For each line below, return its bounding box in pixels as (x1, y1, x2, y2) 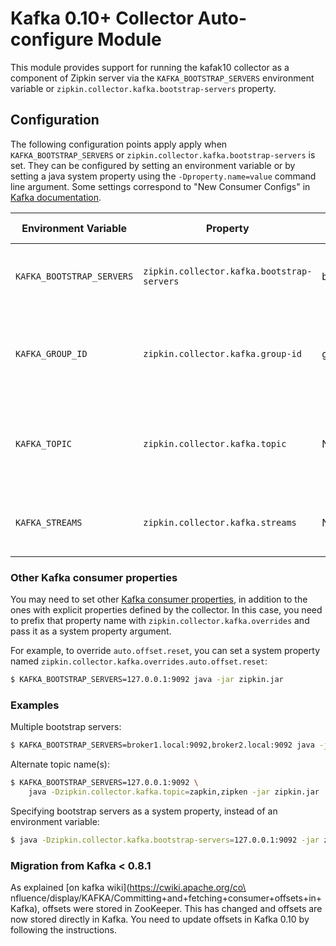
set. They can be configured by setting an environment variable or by (10, 159, 296, 171)
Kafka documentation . (10, 191, 102, 203)
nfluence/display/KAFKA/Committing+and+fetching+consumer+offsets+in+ (10, 892, 323, 904)
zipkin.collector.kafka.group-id (143, 348, 302, 359)
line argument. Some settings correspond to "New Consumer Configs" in (10, 180, 311, 192)
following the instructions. (10, 924, 117, 936)
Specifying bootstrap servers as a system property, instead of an (10, 805, 278, 817)
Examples (10, 698, 60, 712)
